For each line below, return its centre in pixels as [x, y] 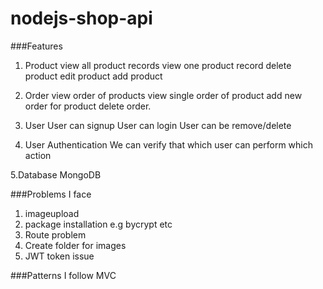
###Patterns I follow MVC [63, 275]
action [38, 155]
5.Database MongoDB [56, 174]
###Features [36, 46]
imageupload [52, 213]
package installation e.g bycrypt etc [98, 224]
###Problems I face [51, 194]
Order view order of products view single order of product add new [163, 95]
